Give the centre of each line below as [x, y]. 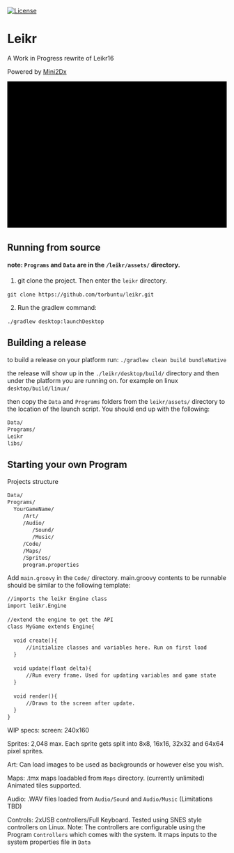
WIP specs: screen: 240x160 [48, 730]
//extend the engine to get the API [60, 620]
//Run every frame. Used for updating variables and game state [121, 675]
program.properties [51, 565]
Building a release [47, 343]
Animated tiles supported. [44, 785]
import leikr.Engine [37, 606]
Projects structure [33, 481]
